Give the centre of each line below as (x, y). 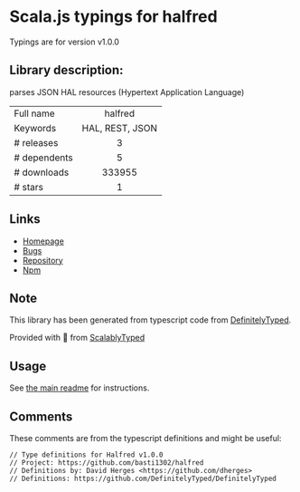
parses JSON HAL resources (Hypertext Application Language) (127, 92)
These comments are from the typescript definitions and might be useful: (145, 438)
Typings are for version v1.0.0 (65, 42)
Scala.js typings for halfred (114, 17)
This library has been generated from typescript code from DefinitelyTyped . (150, 320)
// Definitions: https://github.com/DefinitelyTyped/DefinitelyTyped (143, 478)
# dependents (44, 158)
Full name (35, 113)
